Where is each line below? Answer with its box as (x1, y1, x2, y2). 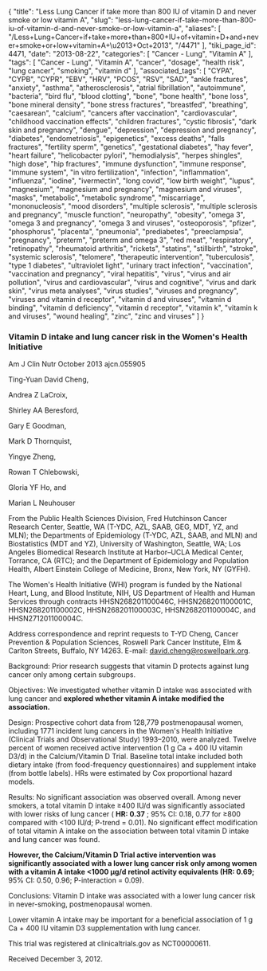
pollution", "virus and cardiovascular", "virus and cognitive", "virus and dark (8, 278, 257, 287)
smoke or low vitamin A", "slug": (8, 15, 114, 25)
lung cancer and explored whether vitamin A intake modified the (8, 694, 225, 703)
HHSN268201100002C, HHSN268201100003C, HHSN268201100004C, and (8, 605, 257, 615)
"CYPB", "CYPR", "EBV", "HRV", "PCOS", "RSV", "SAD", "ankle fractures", (8, 75, 249, 84)
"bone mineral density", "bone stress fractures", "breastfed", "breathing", (8, 100, 249, 109)
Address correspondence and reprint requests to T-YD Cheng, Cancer (8, 629, 239, 639)
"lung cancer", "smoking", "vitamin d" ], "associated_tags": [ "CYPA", (8, 66, 234, 75)
